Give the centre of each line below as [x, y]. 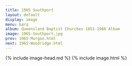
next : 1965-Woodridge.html [34, 43]
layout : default [23, 15]
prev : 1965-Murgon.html [31, 39]
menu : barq [17, 24]
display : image [21, 19]
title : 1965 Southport [29, 10]
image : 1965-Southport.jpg [34, 34]
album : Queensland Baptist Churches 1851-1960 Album [63, 29]
